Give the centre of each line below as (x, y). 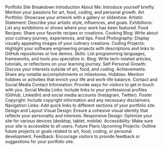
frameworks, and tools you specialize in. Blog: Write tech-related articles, (79, 59)
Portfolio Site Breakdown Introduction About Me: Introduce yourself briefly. (80, 7)
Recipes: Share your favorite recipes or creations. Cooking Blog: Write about (81, 33)
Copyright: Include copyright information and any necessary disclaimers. (78, 100)
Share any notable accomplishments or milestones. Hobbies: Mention (75, 74)
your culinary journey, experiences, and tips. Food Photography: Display (77, 38)
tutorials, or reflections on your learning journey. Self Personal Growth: (76, 64)
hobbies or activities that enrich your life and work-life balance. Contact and (81, 79)
